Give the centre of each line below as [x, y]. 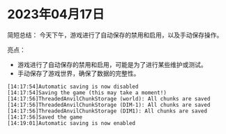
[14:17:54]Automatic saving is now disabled [73, 87]
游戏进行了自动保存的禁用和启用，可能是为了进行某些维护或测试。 [112, 64]
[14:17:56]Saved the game [45, 117]
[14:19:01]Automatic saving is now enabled [71, 123]
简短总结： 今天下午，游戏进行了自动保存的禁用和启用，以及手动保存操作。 [115, 35]
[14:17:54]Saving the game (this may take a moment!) [87, 92]
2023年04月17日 [56, 14]
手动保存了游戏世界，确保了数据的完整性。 [78, 73]
